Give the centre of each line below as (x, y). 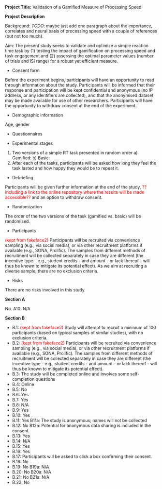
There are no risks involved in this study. (45, 290)
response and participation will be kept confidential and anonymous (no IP (79, 90)
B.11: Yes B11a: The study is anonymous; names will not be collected (80, 420)
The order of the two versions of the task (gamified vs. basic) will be (73, 216)
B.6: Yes (20, 395)
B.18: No (20, 462)
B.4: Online (23, 384)
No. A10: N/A (18, 309)
